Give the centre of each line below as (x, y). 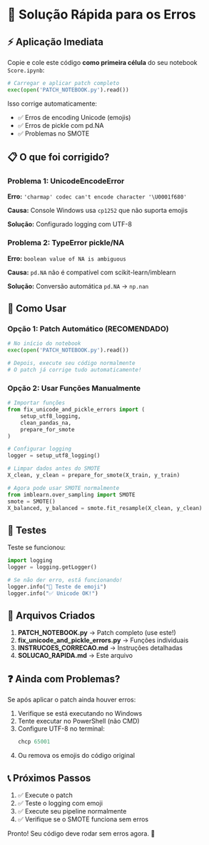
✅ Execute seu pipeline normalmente (72, 811)
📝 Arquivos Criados (51, 616)
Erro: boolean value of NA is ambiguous (67, 258)
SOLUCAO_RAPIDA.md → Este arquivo (75, 656)
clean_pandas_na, (46, 423)
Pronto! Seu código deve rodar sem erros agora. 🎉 (81, 833)
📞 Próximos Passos (49, 778)
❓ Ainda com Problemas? (64, 679)
